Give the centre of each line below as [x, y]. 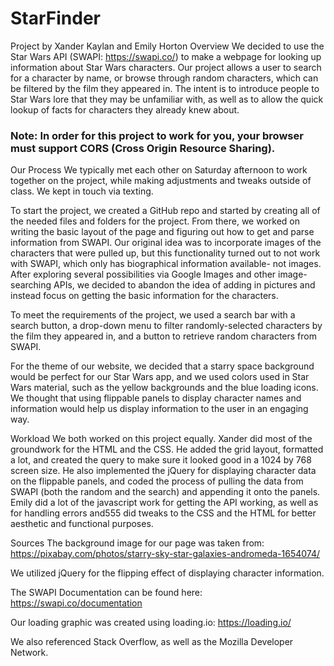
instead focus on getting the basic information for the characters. [144, 296]
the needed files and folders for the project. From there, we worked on [155, 221]
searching [31, 285]
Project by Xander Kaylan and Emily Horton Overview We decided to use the [167, 46]
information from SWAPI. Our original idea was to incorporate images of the [166, 243]
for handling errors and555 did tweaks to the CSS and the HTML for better [163, 513]
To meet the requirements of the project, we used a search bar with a [153, 315]
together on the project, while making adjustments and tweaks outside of [161, 181]
